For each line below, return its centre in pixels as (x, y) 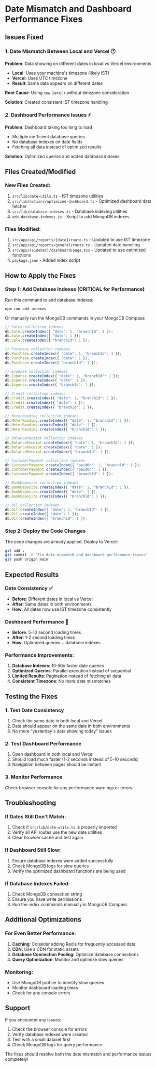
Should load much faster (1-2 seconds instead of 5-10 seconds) (75, 759)
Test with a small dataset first (41, 1039)
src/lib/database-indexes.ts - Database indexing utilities (70, 211)
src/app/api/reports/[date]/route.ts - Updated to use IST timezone (81, 240)
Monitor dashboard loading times (45, 987)
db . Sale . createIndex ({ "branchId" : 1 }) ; (47, 340)
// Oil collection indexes (32, 505)
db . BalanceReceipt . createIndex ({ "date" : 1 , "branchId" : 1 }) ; (70, 443)
